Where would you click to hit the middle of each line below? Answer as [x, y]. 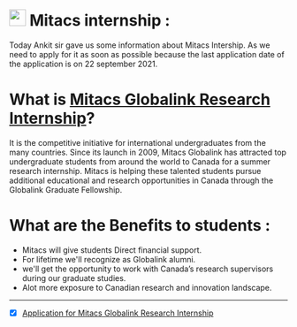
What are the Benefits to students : [140, 226]
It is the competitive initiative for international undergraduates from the [138, 142]
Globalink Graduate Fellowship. [66, 189]
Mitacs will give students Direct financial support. [112, 250]
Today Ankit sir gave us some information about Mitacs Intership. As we [140, 45]
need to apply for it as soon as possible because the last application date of [147, 54]
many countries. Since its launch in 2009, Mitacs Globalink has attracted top [148, 152]
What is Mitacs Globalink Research [140, 99]
